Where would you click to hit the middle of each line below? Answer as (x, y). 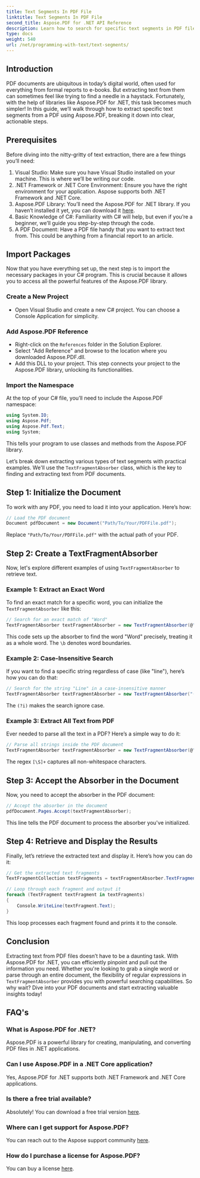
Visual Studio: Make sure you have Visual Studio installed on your (95, 172)
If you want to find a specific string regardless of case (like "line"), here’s (95, 671)
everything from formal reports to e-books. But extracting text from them (96, 89)
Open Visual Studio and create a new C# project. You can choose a (97, 310)
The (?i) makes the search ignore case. (56, 706)
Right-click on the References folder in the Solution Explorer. (88, 344)
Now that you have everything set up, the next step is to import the (88, 269)
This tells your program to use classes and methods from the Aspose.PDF (97, 443)
